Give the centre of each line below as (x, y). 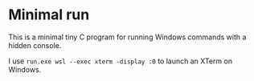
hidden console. (35, 45)
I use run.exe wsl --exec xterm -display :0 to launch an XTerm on (121, 61)
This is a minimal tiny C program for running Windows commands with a (127, 37)
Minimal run (49, 15)
